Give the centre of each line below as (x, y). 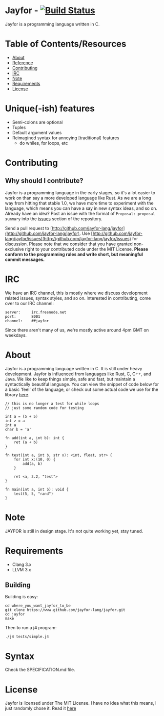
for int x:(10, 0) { (35, 459)
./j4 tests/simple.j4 (27, 637)
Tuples (19, 127)
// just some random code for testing (44, 408)
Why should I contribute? (44, 181)
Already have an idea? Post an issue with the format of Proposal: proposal (80, 213)
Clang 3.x (22, 564)
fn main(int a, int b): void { (37, 489)
